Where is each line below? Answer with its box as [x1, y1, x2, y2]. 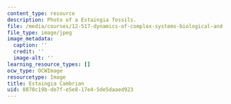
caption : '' [13, 42, 48, 49]
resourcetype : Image [7, 73, 67, 81]
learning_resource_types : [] [7, 61, 91, 68]
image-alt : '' [13, 55, 54, 62]
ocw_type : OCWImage [7, 67, 63, 74]
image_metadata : [7, 36, 54, 42]
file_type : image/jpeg [7, 29, 72, 36]
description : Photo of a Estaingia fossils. [7, 16, 137, 23]
